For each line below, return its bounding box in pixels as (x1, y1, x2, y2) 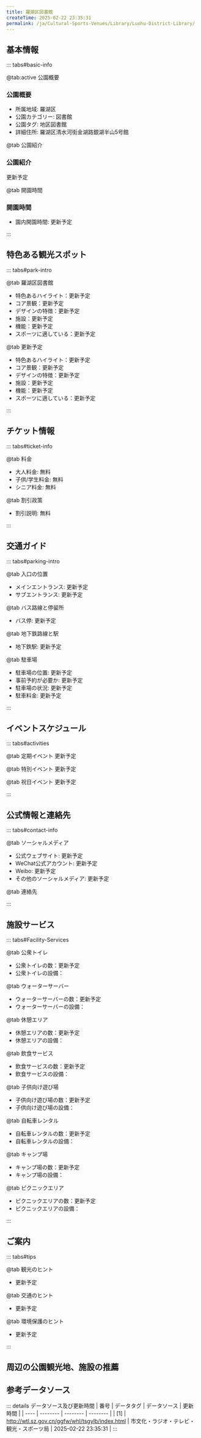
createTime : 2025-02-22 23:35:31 (6, 15, 92, 21)
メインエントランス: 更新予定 (15, 583, 89, 590)
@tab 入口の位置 (6, 570, 48, 577)
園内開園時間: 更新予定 (15, 218, 72, 226)
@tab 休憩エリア (6, 1016, 48, 1023)
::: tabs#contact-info (6, 826, 58, 834)
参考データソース (6, 1385, 70, 1395)
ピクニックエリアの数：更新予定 (15, 1197, 96, 1204)
